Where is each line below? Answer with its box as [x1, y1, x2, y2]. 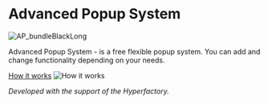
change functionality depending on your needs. [8, 55, 165, 65]
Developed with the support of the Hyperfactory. [8, 86, 170, 96]
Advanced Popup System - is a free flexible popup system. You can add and [8, 46, 261, 56]
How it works [8, 70, 52, 80]
